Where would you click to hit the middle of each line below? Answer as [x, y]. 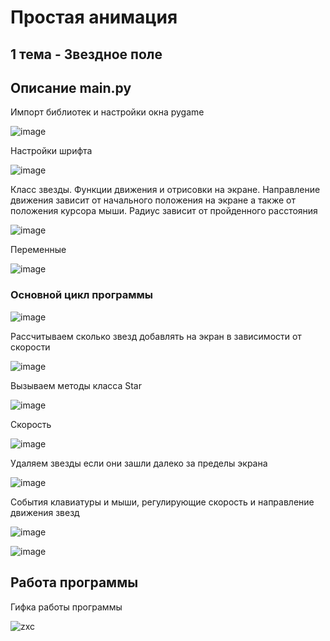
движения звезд [45, 512]
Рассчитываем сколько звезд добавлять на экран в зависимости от [156, 336]
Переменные [38, 250]
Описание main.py [71, 87]
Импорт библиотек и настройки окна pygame [107, 112]
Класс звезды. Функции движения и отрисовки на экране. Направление [165, 190]
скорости [30, 347]
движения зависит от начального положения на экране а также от [153, 200]
